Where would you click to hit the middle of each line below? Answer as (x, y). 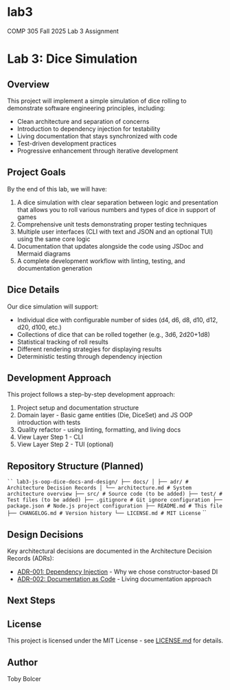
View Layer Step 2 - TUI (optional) (65, 444)
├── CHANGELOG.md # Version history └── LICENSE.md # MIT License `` (107, 513)
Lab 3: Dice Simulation (72, 59)
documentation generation (55, 268)
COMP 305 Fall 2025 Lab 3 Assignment (63, 31)
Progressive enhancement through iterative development (97, 150)
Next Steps (31, 601)
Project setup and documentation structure (78, 408)
